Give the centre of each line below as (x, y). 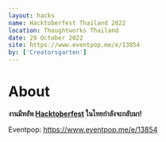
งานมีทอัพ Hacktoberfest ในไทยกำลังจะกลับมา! (75, 113)
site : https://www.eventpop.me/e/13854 (74, 45)
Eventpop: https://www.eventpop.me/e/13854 (83, 129)
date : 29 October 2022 (46, 38)
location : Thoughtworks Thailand (64, 30)
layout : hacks (32, 15)
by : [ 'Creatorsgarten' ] (48, 52)
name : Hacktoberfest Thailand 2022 (67, 23)
